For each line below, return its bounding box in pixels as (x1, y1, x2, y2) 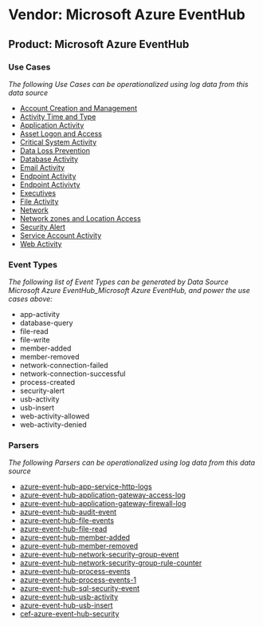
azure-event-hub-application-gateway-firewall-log (19, 499, 186, 509)
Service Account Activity (19, 230, 102, 240)
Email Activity (19, 162, 65, 172)
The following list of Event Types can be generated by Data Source (8, 277, 229, 287)
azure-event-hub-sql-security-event (19, 584, 140, 593)
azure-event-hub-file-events (19, 516, 114, 525)
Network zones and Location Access (19, 213, 141, 223)
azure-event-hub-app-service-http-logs (19, 481, 153, 492)
